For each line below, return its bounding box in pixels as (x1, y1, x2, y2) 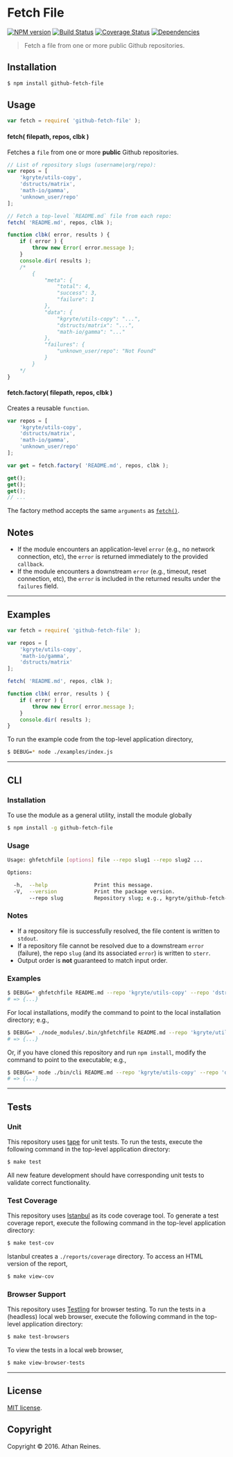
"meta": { (44, 276, 73, 284)
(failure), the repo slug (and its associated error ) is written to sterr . (17, 949, 211, 957)
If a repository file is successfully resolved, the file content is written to (17, 927, 221, 935)
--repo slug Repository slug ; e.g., (28, 894, 163, 902)
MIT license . (7, 1404, 43, 1412)
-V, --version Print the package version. (13, 888, 175, 895)
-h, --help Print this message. (13, 882, 154, 888)
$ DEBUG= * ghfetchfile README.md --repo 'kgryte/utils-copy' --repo (7, 989, 209, 997)
